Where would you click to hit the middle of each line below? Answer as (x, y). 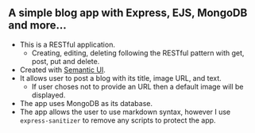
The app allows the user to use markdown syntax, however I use (125, 112)
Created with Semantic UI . (62, 70)
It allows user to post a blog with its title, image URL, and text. (121, 78)
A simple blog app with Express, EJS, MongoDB (128, 13)
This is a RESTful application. (67, 44)
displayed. (48, 95)
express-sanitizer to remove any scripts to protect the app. (118, 120)
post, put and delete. (66, 61)
